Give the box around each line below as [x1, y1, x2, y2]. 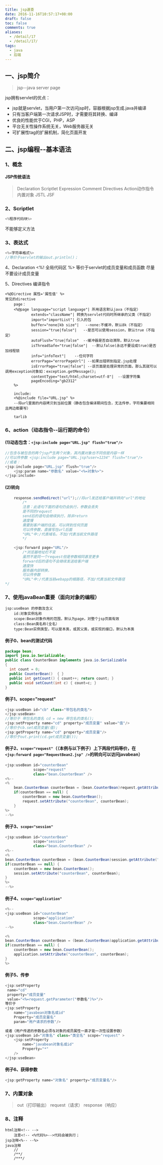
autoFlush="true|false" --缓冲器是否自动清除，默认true [31, 338, 140, 343]
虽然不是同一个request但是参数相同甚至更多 [22, 554, 99, 559]
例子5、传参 [5, 972, 29, 978]
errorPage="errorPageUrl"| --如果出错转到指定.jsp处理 [31, 359, 137, 364]
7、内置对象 [5, 1090, 33, 1097]
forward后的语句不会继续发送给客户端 [22, 559, 88, 564]
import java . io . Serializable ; [5, 653, 66, 658]
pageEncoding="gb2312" [31, 378, 77, 383]
